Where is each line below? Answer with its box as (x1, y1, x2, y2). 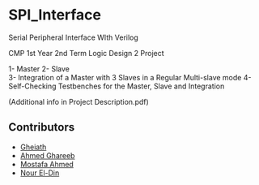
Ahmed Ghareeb (19, 150, 75, 160)
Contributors (8, 120, 75, 135)
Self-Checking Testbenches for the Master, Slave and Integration (8, 81, 225, 91)
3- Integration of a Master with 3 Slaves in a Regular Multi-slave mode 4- (8, 72, 252, 82)
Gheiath (19, 142, 47, 152)
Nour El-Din (19, 168, 60, 178)
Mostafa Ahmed (19, 159, 74, 169)
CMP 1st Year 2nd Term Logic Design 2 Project (8, 48, 164, 58)
